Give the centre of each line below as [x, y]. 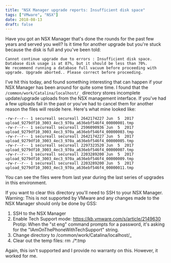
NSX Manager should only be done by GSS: [51, 204]
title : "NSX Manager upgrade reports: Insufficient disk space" [75, 10]
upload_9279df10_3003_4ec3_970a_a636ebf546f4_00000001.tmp [70, 123]
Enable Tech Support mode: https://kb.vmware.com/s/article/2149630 [87, 219]
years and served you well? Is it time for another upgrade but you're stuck [83, 45]
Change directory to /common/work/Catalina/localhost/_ [72, 235]
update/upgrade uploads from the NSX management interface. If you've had [86, 98]
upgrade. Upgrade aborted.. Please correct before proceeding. [74, 73]
